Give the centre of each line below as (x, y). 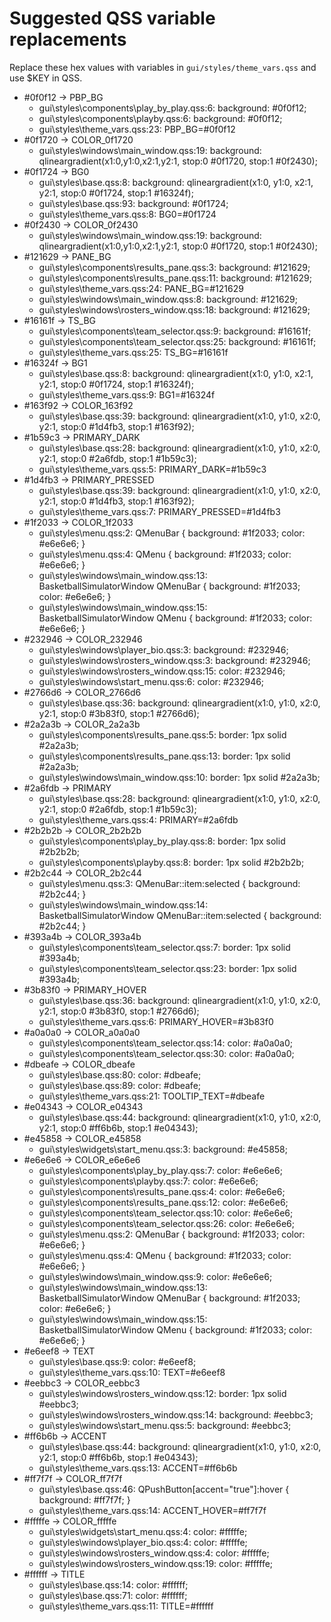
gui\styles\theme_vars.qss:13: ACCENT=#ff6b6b (138, 1468)
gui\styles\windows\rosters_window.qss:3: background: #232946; (174, 660)
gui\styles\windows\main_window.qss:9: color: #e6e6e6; (155, 1276)
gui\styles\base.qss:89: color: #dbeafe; (120, 1085)
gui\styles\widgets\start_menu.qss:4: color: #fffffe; (143, 1531)
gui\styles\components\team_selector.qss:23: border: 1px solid (167, 968)
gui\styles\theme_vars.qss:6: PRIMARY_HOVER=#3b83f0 (156, 1021)
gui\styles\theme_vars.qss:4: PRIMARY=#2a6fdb (138, 819)
